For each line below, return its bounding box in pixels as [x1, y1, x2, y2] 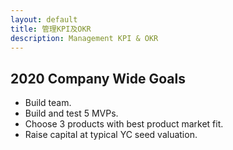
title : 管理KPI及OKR [10, 24, 92, 34]
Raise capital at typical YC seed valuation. [24, 129, 198, 141]
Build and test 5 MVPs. [24, 107, 119, 120]
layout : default [10, 14, 78, 25]
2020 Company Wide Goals [10, 70, 186, 87]
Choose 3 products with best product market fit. [24, 118, 224, 130]
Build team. [24, 97, 72, 109]
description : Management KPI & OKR [10, 33, 159, 43]
